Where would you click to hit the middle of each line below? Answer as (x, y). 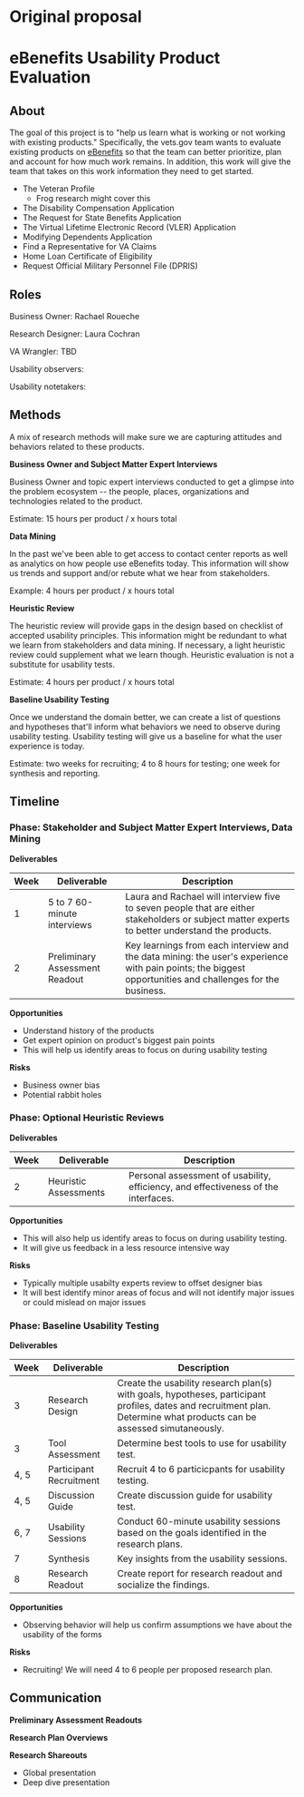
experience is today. (47, 746)
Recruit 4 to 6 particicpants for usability (201, 1470)
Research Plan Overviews (59, 1737)
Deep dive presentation (66, 1782)
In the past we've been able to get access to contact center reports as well (148, 553)
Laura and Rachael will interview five (203, 896)
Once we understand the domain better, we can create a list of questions (145, 717)
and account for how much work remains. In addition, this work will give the (150, 161)
